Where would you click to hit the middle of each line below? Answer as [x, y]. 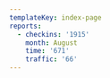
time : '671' [47, 51]
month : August [51, 43]
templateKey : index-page [55, 17]
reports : [25, 26]
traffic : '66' [51, 59]
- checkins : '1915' [54, 34]
